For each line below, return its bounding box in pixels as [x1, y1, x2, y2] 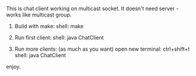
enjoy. [6, 63, 21, 70]
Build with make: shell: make [14, 23, 84, 29]
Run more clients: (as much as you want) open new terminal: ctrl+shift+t [14, 45, 190, 52]
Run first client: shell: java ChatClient [14, 34, 104, 41]
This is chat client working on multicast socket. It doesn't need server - [6, 5, 179, 12]
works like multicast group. [6, 11, 72, 18]
